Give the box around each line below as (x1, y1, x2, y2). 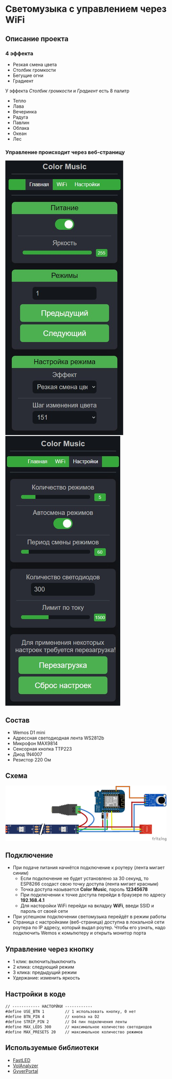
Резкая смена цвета (12, 61, 57, 67)
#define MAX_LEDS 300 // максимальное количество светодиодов (5, 1024, 153, 1029)
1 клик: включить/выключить (12, 958, 76, 965)
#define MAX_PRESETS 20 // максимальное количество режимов (5, 1029, 143, 1034)
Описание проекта (5, 34, 69, 43)
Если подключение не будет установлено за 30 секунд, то (20, 875, 149, 881)
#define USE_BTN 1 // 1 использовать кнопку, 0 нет (5, 1009, 137, 1014)
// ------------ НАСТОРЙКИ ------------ (5, 1004, 93, 1009)
